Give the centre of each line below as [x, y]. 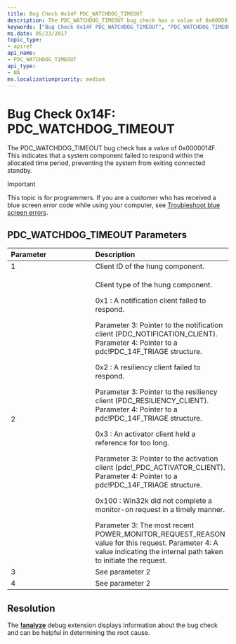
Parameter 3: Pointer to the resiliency [156, 392]
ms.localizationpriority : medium [56, 79]
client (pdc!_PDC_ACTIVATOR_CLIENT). [160, 468]
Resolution [31, 608]
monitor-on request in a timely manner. [160, 510]
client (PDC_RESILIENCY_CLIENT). [152, 401]
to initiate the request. [131, 560]
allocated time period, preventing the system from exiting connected [106, 163]
